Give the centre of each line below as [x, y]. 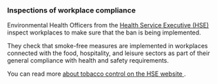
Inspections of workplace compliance [72, 10]
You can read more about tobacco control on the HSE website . [96, 74]
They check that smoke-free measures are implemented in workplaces [107, 46]
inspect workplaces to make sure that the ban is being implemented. [104, 32]
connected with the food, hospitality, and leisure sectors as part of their [108, 53]
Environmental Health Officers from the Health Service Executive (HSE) [108, 25]
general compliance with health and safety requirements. [88, 61]
